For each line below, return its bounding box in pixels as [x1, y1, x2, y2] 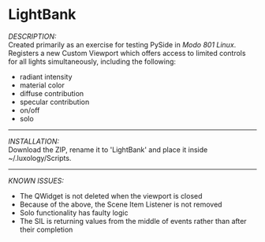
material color [19, 80, 65, 90]
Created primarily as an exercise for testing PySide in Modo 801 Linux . [8, 39, 237, 49]
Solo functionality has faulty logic [19, 207, 129, 218]
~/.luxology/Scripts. [8, 153, 72, 162]
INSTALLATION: [8, 136, 60, 146]
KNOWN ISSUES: [8, 176, 65, 185]
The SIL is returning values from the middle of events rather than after [19, 216, 247, 225]
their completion [19, 225, 73, 234]
